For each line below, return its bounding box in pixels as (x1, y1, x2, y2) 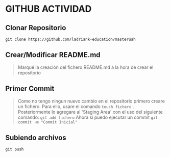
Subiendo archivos (5, 134, 66, 142)
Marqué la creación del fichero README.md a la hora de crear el (17, 64, 154, 70)
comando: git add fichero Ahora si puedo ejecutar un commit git (17, 114, 158, 120)
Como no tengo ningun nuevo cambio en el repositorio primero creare (17, 98, 165, 104)
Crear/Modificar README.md (5, 50, 101, 59)
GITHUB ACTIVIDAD (5, 3, 92, 15)
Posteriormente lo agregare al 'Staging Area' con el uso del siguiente (17, 109, 163, 115)
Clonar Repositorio (5, 23, 66, 32)
